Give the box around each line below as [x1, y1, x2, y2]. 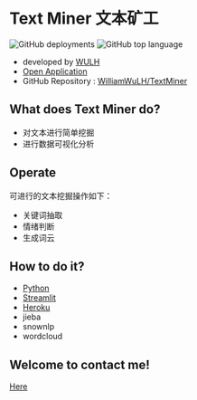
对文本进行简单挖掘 [22, 127, 95, 138]
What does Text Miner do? [9, 101, 161, 118]
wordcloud [22, 331, 63, 342]
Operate [9, 165, 57, 181]
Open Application [22, 65, 88, 77]
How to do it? [9, 259, 85, 274]
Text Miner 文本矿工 [9, 8, 159, 29]
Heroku [22, 302, 51, 313]
